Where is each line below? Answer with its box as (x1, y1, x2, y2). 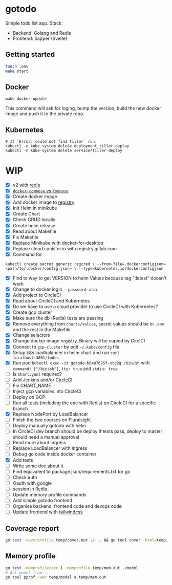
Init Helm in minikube (12, 205, 57, 211)
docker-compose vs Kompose (12, 188, 69, 194)
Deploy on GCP (12, 394, 46, 400)
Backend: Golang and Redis (12, 30, 72, 36)
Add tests (12, 457, 33, 463)
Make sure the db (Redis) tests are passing (12, 315, 103, 321)
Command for (12, 251, 42, 257)
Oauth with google (12, 480, 52, 486)
